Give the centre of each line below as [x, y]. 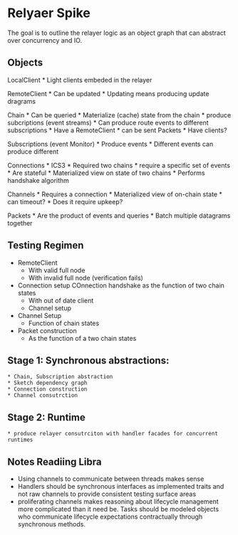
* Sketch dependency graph [47, 383]
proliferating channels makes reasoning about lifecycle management [118, 502]
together [20, 223]
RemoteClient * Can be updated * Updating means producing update [108, 93]
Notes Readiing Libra [55, 461]
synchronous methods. [51, 524]
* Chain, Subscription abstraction [60, 377]
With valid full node [57, 270]
